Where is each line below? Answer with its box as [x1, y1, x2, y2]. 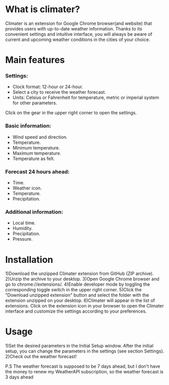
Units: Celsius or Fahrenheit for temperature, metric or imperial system [12, 95, 159, 101]
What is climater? [5, 4, 80, 15]
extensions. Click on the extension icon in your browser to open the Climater [5, 303, 164, 309]
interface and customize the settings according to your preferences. [5, 308, 147, 315]
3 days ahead [5, 374, 34, 380]
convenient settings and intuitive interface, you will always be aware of [5, 31, 152, 37]
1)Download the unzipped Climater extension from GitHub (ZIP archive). [5, 271, 154, 277]
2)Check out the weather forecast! [5, 354, 77, 360]
